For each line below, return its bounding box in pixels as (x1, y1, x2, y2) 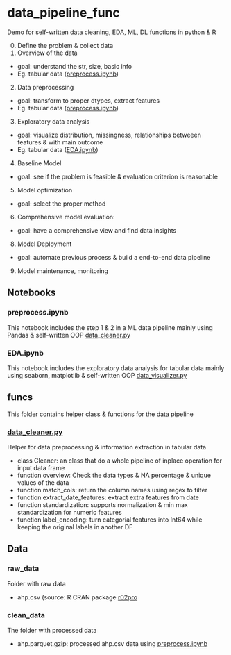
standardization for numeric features (17, 508, 123, 517)
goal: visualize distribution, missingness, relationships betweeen (17, 131, 201, 139)
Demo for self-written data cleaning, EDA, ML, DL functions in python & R (7, 28, 216, 36)
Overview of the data (17, 49, 78, 57)
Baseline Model (17, 158, 62, 167)
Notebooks (7, 287, 56, 299)
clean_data (7, 610, 45, 620)
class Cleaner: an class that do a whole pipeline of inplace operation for (17, 456, 223, 465)
